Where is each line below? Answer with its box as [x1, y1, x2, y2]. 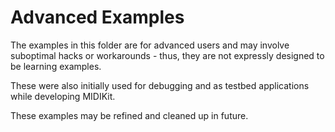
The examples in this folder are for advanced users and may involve [10, 39, 290, 51]
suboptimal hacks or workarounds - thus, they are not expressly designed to [10, 49, 325, 61]
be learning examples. [10, 60, 102, 72]
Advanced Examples [10, 6, 185, 29]
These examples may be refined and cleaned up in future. [10, 109, 249, 121]
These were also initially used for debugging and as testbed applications [10, 79, 310, 91]
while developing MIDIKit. [10, 90, 116, 102]
